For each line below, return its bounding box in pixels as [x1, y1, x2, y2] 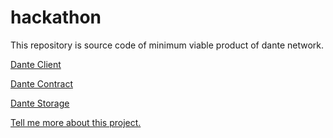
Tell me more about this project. [10, 116, 142, 128]
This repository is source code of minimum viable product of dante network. [10, 39, 325, 51]
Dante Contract [10, 77, 73, 90]
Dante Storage [10, 97, 70, 109]
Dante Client [10, 58, 62, 70]
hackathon [10, 6, 102, 29]
